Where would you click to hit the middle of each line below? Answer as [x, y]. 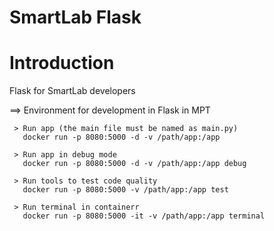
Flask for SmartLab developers [72, 91]
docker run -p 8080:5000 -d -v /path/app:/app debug [134, 164]
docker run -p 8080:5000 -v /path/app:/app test [125, 190]
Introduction [62, 63]
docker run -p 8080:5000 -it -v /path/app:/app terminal [144, 216]
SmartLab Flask [75, 17]
